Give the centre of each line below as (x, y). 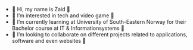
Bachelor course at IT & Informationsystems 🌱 (68, 28)
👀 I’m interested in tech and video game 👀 (63, 15)
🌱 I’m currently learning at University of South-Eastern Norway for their (99, 22)
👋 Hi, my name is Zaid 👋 (41, 9)
